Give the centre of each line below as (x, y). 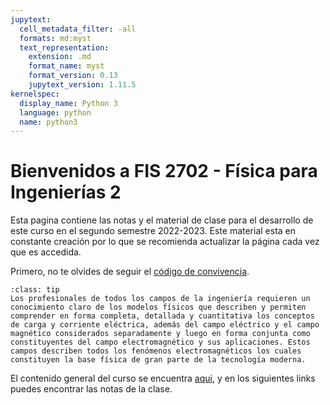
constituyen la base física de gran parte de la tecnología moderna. (158, 360)
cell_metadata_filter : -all (78, 29)
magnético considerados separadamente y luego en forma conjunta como (160, 334)
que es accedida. (46, 252)
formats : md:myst (55, 38)
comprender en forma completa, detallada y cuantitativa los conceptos (162, 316)
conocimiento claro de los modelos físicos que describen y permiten (158, 307)
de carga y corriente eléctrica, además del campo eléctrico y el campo (165, 325)
